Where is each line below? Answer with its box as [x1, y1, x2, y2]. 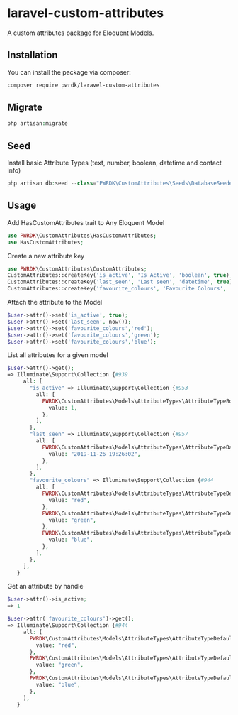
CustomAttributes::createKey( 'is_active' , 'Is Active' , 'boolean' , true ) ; [7, 272, 233, 279]
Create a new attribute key [7, 251, 85, 260]
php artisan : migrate [7, 120, 69, 127]
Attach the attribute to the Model [7, 298, 103, 307]
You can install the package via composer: [7, 67, 131, 76]
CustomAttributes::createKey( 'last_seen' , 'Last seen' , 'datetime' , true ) [7, 278, 233, 285]
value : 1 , [48, 404, 78, 411]
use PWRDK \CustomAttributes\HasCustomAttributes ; [7, 232, 157, 239]
